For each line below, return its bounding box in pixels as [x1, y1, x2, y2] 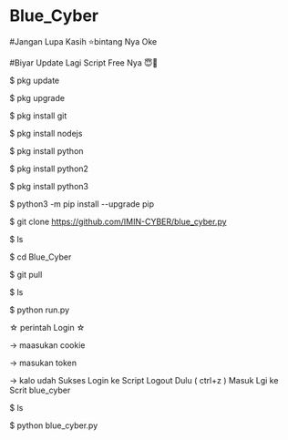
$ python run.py [9, 304, 70, 315]
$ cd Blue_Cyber [9, 251, 72, 262]
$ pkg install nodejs [9, 128, 83, 138]
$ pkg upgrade [9, 92, 66, 103]
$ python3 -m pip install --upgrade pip [9, 198, 155, 210]
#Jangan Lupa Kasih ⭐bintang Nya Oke [9, 36, 158, 46]
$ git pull [9, 269, 43, 280]
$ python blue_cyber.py [9, 420, 98, 431]
